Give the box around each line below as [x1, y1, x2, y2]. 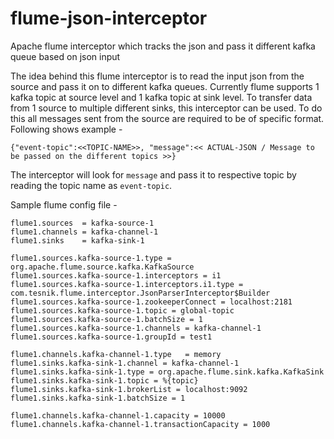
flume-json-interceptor [10, 7, 208, 30]
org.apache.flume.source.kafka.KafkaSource [10, 262, 195, 272]
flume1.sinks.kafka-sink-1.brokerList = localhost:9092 [10, 384, 248, 394]
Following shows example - [10, 123, 123, 135]
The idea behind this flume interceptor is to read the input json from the [10, 70, 305, 82]
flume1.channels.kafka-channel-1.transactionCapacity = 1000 [10, 419, 271, 429]
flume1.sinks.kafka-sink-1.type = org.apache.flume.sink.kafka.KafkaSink [10, 367, 325, 377]
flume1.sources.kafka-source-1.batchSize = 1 [10, 314, 203, 324]
